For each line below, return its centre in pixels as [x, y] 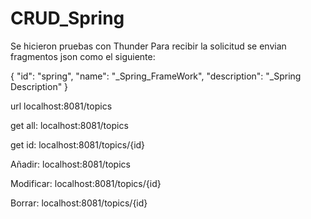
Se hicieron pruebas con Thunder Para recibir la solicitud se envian [148, 46]
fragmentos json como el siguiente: [83, 56]
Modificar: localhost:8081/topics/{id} [86, 183]
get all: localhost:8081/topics [69, 125]
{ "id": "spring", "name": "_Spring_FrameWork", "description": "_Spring [156, 76]
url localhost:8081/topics [61, 106]
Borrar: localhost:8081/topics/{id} [79, 203]
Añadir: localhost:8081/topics [70, 164]
